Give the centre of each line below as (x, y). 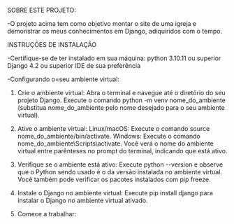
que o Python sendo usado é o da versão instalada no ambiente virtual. (119, 172)
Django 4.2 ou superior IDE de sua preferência (74, 65)
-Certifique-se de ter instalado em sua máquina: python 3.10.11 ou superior (114, 58)
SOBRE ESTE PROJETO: (42, 10)
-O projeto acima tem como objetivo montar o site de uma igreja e (102, 23)
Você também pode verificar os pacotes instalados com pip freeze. (114, 179)
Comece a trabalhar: (47, 214)
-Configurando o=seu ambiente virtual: (64, 79)
